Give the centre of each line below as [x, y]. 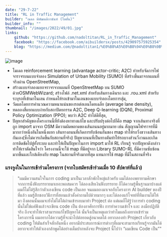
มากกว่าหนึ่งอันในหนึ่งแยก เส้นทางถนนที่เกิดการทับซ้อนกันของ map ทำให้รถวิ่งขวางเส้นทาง [86, 132]
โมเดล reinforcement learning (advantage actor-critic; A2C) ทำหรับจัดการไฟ [85, 71]
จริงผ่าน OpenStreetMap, [36, 81]
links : [12, 33]
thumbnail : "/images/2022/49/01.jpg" [44, 28]
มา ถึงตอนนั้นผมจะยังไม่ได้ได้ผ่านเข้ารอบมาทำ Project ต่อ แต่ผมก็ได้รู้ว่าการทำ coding [89, 200]
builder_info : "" [23, 24]
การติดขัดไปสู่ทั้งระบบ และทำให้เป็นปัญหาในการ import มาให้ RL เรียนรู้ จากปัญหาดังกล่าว [86, 143]
